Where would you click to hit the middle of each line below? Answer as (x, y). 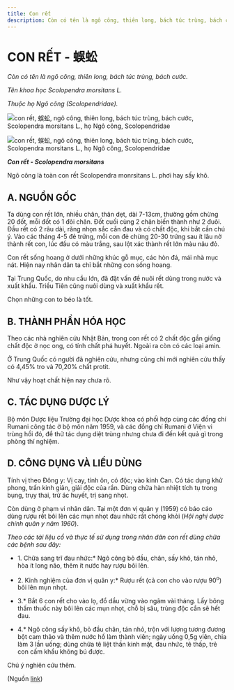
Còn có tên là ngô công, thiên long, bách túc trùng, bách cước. (97, 77)
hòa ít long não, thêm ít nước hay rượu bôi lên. (83, 565)
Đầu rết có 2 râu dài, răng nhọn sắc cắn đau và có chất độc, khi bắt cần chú (116, 229)
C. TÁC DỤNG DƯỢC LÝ (58, 402)
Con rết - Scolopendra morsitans (56, 162)
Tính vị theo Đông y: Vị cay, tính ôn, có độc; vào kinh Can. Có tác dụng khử (115, 480)
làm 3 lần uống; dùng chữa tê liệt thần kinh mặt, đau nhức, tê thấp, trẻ (117, 645)
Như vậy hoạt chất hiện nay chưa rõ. (59, 380)
